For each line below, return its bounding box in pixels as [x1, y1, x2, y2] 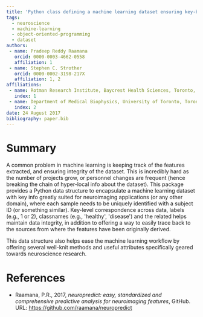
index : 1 [14, 93, 36, 99]
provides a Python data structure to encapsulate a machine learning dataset [6, 187, 195, 194]
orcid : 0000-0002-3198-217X [14, 71, 85, 77]
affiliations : [6, 82, 42, 88]
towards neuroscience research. [6, 250, 87, 257]
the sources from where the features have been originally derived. [6, 226, 171, 233]
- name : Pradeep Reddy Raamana [8, 48, 88, 54]
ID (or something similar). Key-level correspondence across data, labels [6, 207, 185, 214]
